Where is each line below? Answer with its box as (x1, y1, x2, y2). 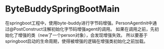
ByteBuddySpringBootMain (5, 3, 120, 15)
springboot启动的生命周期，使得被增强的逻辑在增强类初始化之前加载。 (5, 38, 148, 44)
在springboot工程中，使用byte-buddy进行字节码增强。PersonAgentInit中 (5, 20, 153, 26)
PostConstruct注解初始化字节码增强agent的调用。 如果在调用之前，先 (13, 26, 155, 32)
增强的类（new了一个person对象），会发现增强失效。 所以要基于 (18, 32, 148, 38)
